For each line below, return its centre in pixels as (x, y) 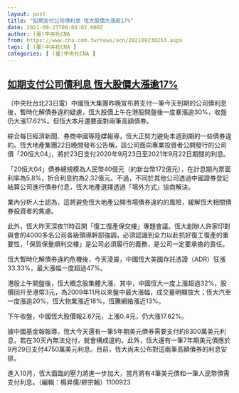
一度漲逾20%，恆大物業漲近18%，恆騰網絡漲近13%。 (86, 301)
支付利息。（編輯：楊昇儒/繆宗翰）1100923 (69, 382)
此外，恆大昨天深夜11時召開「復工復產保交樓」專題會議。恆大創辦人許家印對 (119, 226)
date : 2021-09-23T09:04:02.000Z (55, 27)
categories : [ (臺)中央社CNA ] (52, 54)
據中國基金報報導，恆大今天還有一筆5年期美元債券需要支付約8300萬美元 (114, 331)
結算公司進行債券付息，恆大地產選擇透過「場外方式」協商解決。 (101, 187)
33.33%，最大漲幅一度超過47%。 (57, 267)
